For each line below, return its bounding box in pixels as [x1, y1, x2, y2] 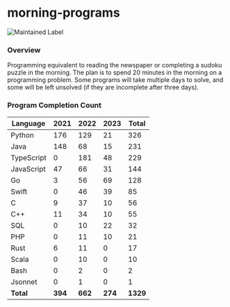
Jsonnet [10, 276, 38, 286]
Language [11, 118, 46, 128]
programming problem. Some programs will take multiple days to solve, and [7, 76, 224, 84]
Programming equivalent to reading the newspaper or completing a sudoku [7, 61, 222, 69]
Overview [7, 45, 41, 55]
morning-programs [7, 5, 120, 21]
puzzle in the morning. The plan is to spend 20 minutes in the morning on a [7, 68, 222, 77]
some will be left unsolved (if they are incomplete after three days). [7, 83, 199, 92]
